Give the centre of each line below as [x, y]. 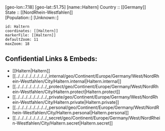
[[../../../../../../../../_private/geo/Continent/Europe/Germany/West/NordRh [85, 97]
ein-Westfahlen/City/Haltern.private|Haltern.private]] [66, 102]
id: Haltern [17, 27]
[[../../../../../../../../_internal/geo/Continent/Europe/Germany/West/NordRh [86, 76]
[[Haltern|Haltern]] [31, 70]
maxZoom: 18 [17, 44]
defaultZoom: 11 [22, 39]
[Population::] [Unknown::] [32, 17]
